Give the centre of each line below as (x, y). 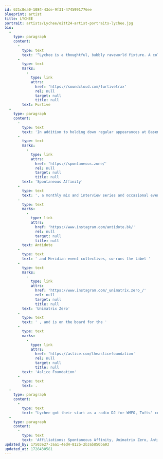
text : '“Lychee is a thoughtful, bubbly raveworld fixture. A (86, 55)
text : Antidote (37, 245)
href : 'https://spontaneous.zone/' (71, 164)
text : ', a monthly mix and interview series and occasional (85, 195)
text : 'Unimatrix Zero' (46, 308)
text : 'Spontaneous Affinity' (53, 182)
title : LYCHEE (19, 19)
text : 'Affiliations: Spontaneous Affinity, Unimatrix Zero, (85, 440)
